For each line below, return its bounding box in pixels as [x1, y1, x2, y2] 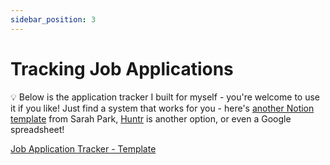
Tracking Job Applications [10, 57, 234, 80]
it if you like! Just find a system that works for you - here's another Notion [10, 102, 315, 114]
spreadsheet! [10, 123, 65, 135]
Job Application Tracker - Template [10, 142, 157, 155]
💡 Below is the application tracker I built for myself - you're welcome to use [10, 91, 320, 103]
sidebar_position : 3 [10, 14, 97, 25]
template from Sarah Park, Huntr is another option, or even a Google [10, 112, 292, 125]
